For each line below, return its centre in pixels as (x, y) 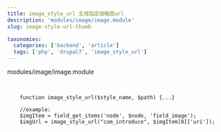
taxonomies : (24, 39)
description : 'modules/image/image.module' (71, 20)
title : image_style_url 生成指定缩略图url (66, 14)
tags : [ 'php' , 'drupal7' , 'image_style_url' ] (80, 52)
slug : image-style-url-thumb (49, 26)
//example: (35, 110)
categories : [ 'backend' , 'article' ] (66, 46)
